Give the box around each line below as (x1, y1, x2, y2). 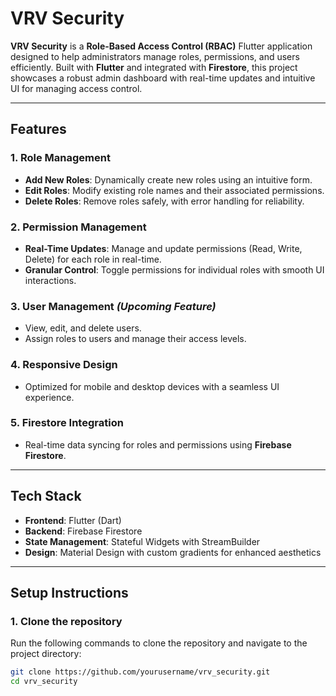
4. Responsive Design (10, 358, 118, 372)
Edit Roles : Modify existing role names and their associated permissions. (24, 184, 325, 196)
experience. (24, 391, 75, 403)
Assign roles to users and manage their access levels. (24, 333, 247, 345)
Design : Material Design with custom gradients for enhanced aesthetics (24, 546, 322, 558)
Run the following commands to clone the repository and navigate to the (10, 637, 308, 649)
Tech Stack (10, 488, 82, 505)
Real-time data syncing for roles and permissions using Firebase (24, 438, 292, 451)
